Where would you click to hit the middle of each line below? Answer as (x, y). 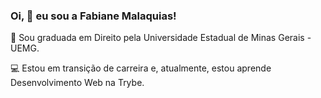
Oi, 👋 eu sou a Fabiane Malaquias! (93, 16)
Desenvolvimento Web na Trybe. (77, 83)
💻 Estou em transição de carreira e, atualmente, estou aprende (141, 68)
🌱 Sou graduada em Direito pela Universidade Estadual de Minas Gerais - (161, 38)
